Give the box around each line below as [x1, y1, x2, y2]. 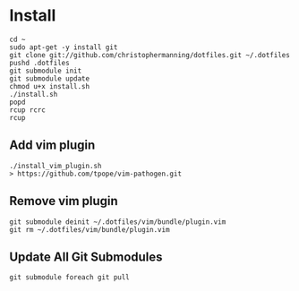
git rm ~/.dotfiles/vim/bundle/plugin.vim [9, 225, 170, 234]
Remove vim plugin [9, 193, 118, 209]
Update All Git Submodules [9, 249, 163, 264]
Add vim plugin [9, 138, 96, 153]
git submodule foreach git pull [9, 273, 130, 282]
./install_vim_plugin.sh [9, 161, 102, 170]
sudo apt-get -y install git [9, 42, 118, 52]
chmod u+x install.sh [9, 81, 90, 90]
